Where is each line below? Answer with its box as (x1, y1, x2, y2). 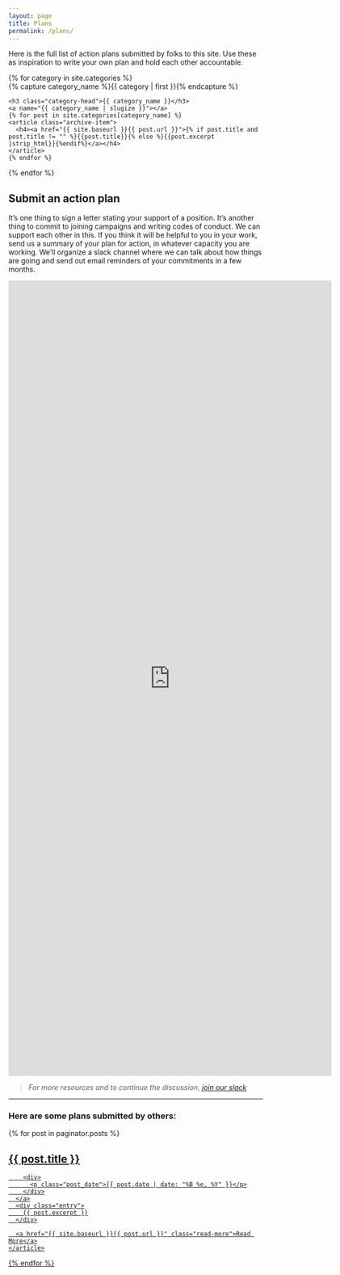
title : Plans (8, 19, 52, 27)
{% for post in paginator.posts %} (8, 1129, 120, 1138)
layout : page (8, 11, 52, 20)
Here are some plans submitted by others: (8, 1110, 177, 1121)
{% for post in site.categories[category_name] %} (8, 112, 183, 120)
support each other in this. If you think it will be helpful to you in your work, (8, 230, 258, 240)
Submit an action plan (8, 191, 120, 205)
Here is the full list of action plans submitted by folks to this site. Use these (8, 49, 257, 59)
